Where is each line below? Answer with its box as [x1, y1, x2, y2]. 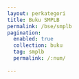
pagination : [7, 29, 41, 36]
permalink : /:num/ [13, 55, 67, 62]
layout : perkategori [7, 10, 67, 17]
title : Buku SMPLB [7, 16, 60, 23]
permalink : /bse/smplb [7, 23, 72, 30]
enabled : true [13, 36, 54, 43]
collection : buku [13, 42, 63, 49]
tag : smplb [13, 49, 45, 56]
